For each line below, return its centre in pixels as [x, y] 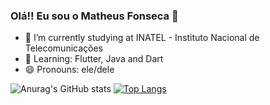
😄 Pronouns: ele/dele [69, 70]
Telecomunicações [63, 48]
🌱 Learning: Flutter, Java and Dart [94, 59]
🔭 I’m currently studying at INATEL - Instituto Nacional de [142, 38]
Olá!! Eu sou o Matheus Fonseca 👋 [94, 16]
